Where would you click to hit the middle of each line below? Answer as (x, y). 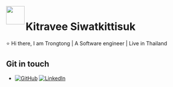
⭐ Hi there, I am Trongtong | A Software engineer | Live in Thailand (87, 43)
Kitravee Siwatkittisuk (81, 27)
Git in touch (28, 64)
